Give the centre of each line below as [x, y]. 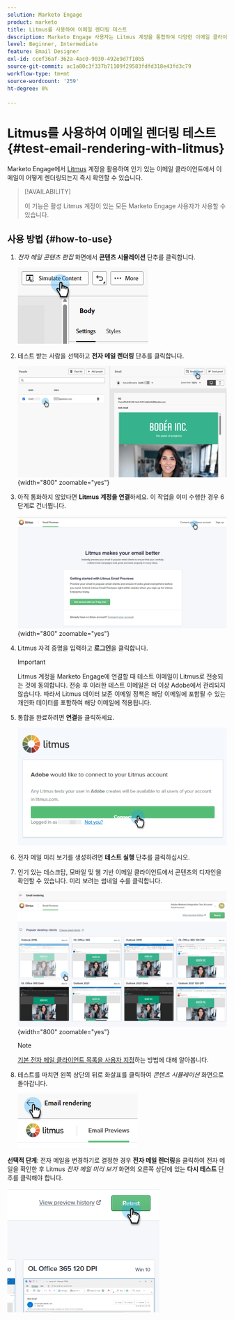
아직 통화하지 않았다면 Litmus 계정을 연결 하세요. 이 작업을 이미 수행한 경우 [118, 497]
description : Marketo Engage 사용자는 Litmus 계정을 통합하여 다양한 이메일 [109, 37]
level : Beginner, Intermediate [53, 44]
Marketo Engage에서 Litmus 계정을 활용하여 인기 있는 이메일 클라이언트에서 [111, 169]
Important [31, 662]
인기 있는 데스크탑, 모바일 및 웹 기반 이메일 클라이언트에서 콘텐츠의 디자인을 [119, 872]
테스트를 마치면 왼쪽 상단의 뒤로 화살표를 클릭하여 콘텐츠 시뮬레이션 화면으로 [120, 1074]
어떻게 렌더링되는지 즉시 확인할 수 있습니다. [84, 177]
